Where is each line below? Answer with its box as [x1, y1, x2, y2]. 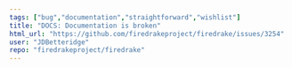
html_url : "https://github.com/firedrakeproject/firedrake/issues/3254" [9, 29, 285, 38]
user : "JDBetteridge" [9, 37, 90, 47]
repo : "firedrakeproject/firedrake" [9, 46, 145, 55]
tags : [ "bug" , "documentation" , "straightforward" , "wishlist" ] [9, 12, 241, 22]
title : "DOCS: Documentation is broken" [9, 21, 162, 30]
